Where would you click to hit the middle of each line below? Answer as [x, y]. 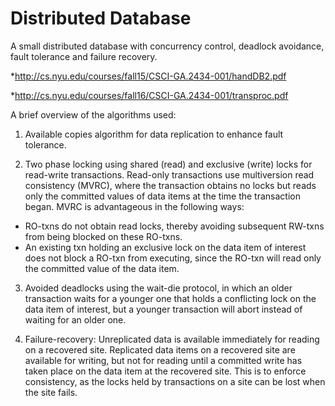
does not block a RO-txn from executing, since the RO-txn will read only [173, 258]
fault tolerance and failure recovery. [84, 56]
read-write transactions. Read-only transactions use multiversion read [169, 174]
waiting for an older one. [75, 319]
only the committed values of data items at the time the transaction [162, 196]
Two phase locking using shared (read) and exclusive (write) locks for [168, 164]
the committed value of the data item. [102, 268]
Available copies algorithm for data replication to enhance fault [154, 134]
